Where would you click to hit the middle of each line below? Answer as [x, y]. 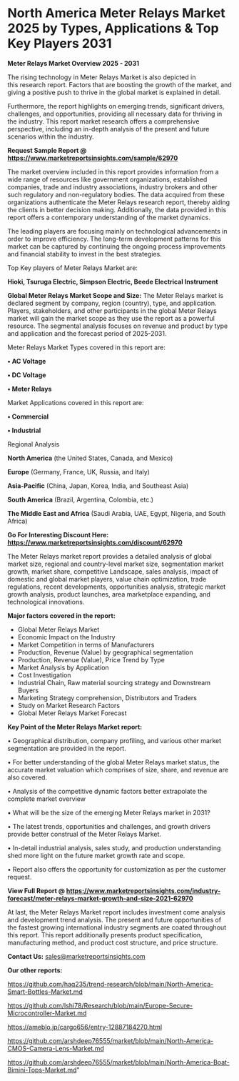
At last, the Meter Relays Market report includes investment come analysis [117, 912]
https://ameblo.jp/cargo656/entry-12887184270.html [85, 1027]
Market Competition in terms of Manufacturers [86, 644]
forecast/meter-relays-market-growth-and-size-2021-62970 [101, 898]
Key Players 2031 [60, 44]
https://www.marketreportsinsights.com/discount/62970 [95, 542]
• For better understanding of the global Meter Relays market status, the [113, 762]
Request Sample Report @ [47, 150]
